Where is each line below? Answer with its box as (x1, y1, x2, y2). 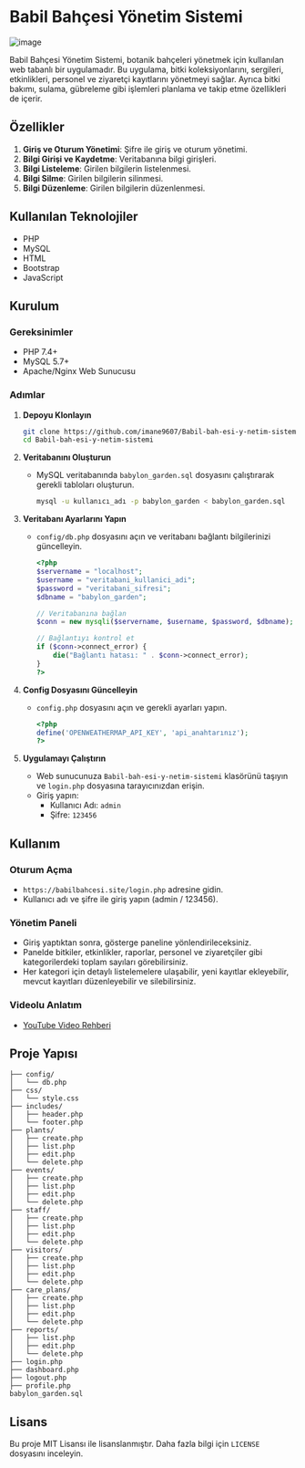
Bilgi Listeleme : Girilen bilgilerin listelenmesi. (22, 162, 191, 174)
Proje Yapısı (9, 1046, 78, 1061)
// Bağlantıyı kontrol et (36, 634, 135, 643)
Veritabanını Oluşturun (22, 452, 112, 463)
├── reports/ (9, 1326, 59, 1335)
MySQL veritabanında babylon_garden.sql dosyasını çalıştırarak (36, 470, 275, 481)
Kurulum (9, 298, 60, 314)
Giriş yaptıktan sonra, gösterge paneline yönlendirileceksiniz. (22, 937, 252, 948)
